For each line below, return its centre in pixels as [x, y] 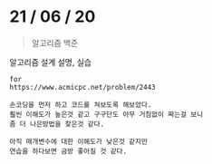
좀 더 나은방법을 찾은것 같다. [57, 124]
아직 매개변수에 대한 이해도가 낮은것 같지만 [78, 141]
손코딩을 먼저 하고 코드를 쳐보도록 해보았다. [81, 105]
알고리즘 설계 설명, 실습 [51, 62]
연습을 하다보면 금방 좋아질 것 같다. [68, 151]
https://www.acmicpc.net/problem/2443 [82, 87]
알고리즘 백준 [55, 43]
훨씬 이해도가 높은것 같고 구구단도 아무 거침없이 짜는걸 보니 [106, 114]
